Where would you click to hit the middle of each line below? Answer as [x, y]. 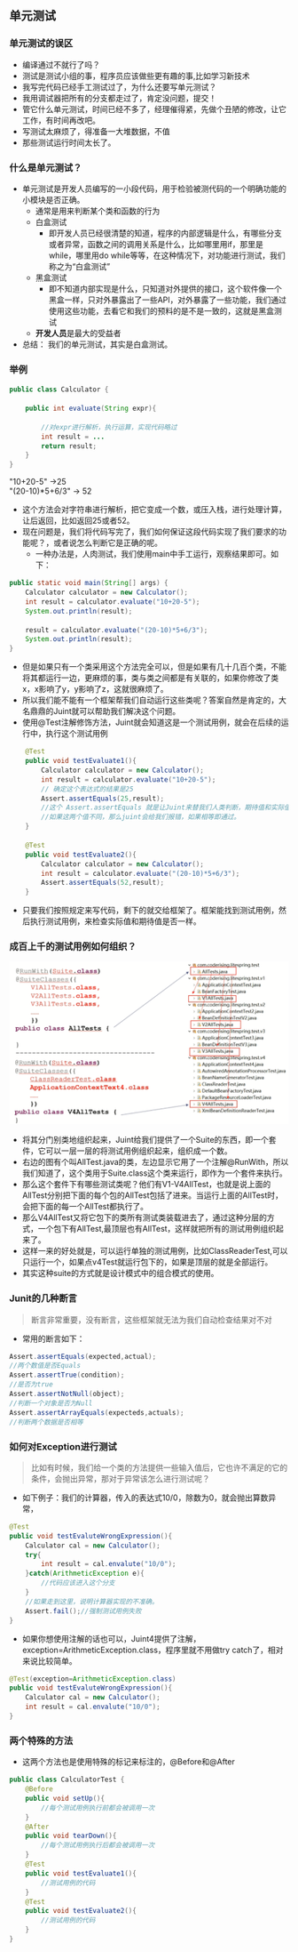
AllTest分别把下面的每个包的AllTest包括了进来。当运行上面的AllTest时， [153, 1195]
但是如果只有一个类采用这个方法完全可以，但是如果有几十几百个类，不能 [154, 667]
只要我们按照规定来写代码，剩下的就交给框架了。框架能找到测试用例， [150, 911]
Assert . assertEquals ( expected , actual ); [83, 1356]
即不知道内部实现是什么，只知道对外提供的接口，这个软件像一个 [165, 288]
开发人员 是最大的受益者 [78, 333]
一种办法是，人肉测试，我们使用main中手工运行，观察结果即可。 [153, 554]
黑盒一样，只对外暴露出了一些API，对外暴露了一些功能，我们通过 [167, 300]
